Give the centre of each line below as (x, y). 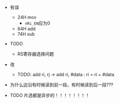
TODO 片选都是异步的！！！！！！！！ (50, 95)
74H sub (26, 34)
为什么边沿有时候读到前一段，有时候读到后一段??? (61, 85)
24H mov (27, 17)
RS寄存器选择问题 (35, 54)
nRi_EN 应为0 (37, 23)
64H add (26, 29)
